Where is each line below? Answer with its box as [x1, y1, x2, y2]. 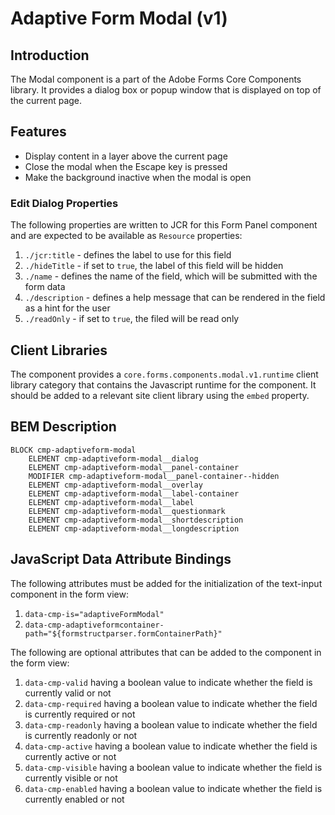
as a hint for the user [24, 302, 111, 314]
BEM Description [10, 418, 117, 436]
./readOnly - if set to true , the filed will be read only [24, 313, 240, 325]
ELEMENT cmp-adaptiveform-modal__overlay [28, 480, 203, 490]
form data [24, 281, 66, 293]
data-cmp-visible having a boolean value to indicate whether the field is [24, 761, 323, 773]
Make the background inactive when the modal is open [24, 171, 252, 183]
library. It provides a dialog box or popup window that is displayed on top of [10, 84, 322, 96]
